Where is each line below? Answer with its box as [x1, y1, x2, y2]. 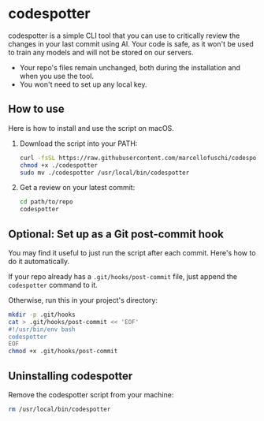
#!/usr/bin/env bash [8, 325, 76, 333]
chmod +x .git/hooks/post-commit [8, 348, 118, 356]
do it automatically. [8, 256, 70, 266]
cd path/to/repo [19, 198, 73, 206]
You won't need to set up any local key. [19, 80, 147, 89]
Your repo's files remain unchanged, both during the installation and [19, 62, 240, 72]
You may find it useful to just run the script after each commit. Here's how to [8, 248, 256, 257]
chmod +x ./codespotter [19, 161, 99, 170]
